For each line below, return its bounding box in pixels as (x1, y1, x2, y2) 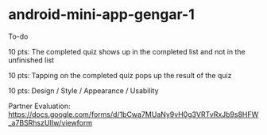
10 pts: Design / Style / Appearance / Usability (8, 85, 159, 96)
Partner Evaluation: (8, 101, 71, 111)
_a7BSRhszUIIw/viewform (8, 118, 93, 127)
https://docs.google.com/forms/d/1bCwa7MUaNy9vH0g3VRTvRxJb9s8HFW (8, 109, 259, 119)
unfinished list (8, 55, 54, 65)
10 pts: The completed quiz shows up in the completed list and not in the (8, 47, 246, 56)
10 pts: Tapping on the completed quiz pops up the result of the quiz (8, 70, 232, 80)
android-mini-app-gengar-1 (8, 6, 195, 24)
